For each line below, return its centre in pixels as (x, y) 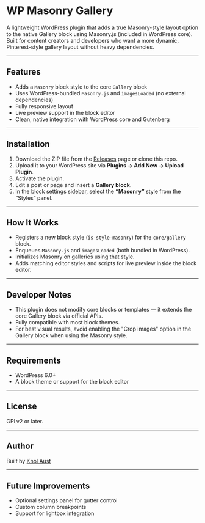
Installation (28, 144)
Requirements (34, 360)
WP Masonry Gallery (60, 11)
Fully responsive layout (44, 106)
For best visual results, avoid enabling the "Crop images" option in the (103, 329)
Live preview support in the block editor (65, 112)
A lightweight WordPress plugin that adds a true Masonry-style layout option (103, 27)
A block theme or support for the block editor (72, 382)
